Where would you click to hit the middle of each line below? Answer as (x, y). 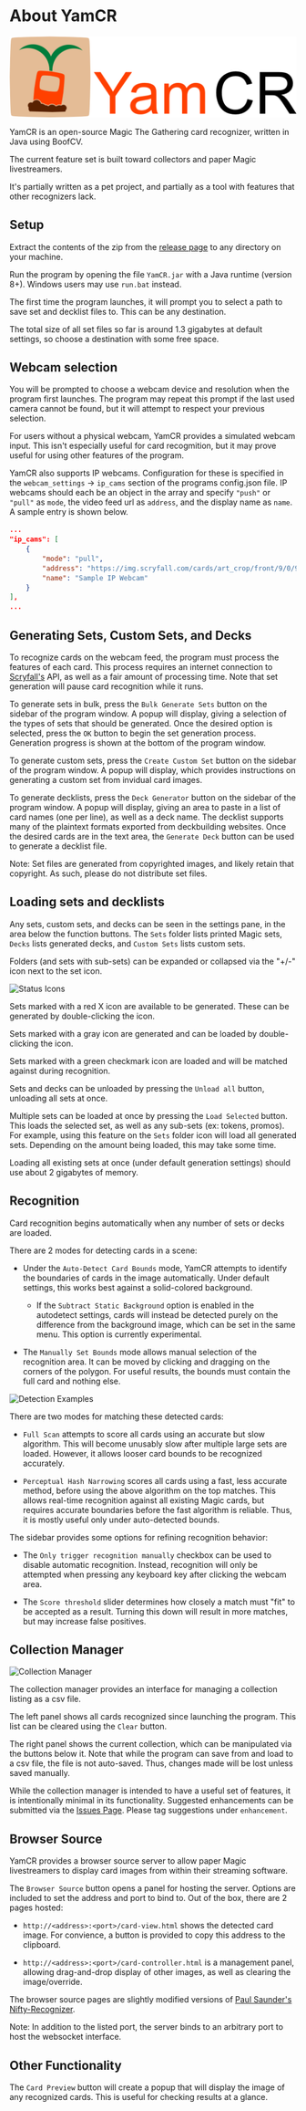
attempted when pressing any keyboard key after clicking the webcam (154, 1574)
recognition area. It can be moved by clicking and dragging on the (146, 1362)
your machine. (36, 256)
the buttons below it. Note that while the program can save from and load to (152, 1754)
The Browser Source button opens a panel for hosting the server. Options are (153, 1888)
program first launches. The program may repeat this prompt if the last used (152, 399)
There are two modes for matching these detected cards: (117, 1416)
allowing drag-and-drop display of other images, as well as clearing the (157, 1972)
